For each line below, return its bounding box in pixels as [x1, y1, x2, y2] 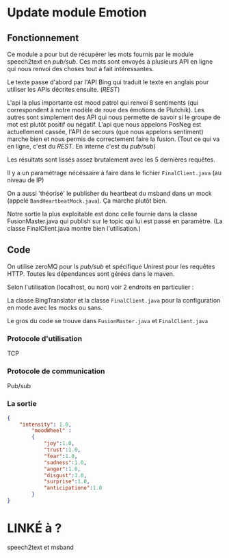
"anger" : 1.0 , [43, 466, 81, 472]
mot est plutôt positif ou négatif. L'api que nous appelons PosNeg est [7, 121, 202, 128]
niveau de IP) [7, 176, 44, 184]
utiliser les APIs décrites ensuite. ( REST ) [7, 86, 120, 93]
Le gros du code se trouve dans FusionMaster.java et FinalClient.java [7, 316, 208, 325]
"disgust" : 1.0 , [43, 472, 87, 479]
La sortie [7, 399, 37, 409]
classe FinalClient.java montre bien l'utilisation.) [7, 225, 142, 232]
